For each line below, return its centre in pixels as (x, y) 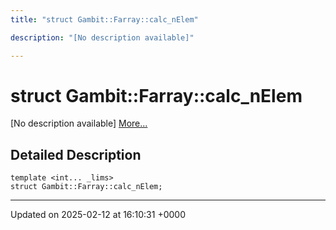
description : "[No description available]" (102, 37)
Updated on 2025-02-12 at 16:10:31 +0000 (98, 215)
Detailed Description (76, 154)
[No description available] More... (79, 123)
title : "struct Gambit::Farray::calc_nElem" (104, 19)
